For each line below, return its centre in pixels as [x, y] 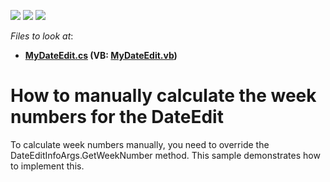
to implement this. [47, 166]
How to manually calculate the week [163, 96]
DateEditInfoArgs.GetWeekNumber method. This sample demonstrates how [165, 155]
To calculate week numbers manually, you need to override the [140, 144]
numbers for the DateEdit [117, 117]
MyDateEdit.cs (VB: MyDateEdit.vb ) [101, 55]
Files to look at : [42, 36]
